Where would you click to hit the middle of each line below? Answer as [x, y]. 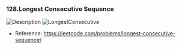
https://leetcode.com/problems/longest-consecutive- [110, 33]
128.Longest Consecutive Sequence [60, 9]
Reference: [29, 33]
